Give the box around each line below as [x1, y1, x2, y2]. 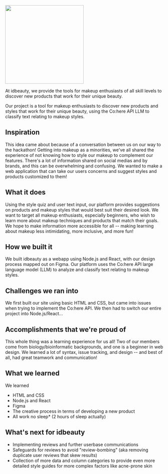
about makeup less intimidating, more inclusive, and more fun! [5, 228, 134, 234]
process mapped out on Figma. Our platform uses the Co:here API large [5, 261, 153, 267]
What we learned [5, 369, 60, 377]
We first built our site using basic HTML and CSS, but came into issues [5, 300, 151, 306]
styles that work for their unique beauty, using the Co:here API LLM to [5, 108, 149, 114]
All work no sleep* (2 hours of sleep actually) [12, 413, 106, 419]
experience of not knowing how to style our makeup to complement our [5, 152, 153, 158]
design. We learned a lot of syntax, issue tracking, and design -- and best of [5, 349, 163, 355]
